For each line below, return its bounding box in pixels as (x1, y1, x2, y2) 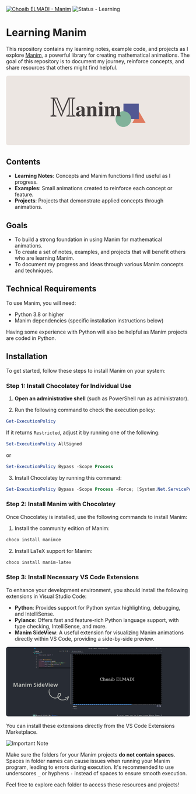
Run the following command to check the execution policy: (14, 406, 156, 413)
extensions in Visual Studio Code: (6, 593, 87, 600)
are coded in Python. (6, 334, 57, 342)
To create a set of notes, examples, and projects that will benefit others (14, 248, 186, 255)
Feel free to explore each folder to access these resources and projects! (6, 781, 180, 788)
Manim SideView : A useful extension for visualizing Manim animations (14, 629, 184, 636)
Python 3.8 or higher (14, 311, 64, 318)
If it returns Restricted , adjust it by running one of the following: (6, 429, 160, 436)
